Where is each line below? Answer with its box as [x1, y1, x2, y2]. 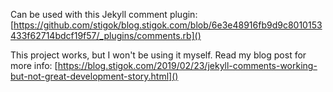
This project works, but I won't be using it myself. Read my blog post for [10, 49, 307, 61]
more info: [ [10, 60, 58, 71]
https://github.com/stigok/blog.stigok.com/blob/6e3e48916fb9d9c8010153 [13, 19, 323, 31]
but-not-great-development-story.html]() [10, 70, 179, 82]
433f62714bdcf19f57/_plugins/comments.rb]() [10, 30, 202, 41]
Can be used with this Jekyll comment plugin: [10, 9, 198, 20]
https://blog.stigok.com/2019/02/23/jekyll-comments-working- [57, 60, 318, 71]
